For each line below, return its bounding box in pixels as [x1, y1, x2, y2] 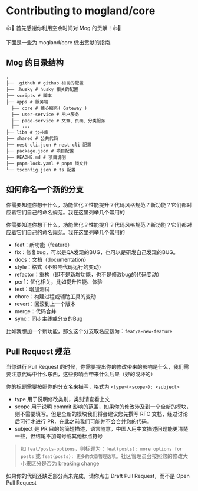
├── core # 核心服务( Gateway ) [11, 105, 87, 111]
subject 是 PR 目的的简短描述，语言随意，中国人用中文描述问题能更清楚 [14, 425, 189, 433]
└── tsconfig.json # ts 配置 [6, 167, 76, 173]
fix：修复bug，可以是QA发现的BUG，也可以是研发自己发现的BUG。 [14, 248, 179, 255]
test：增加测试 [14, 285, 50, 292]
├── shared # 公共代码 [6, 135, 58, 141]
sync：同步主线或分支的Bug [14, 315, 83, 322]
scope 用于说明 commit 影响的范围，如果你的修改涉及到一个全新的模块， [14, 403, 192, 410]
